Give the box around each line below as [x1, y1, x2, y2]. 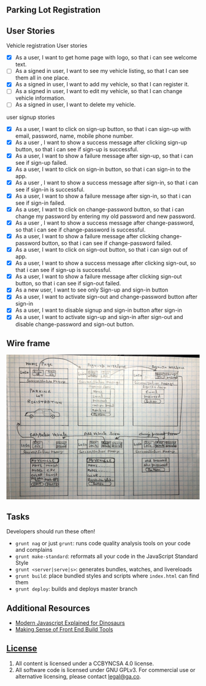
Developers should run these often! [6, 528, 96, 535]
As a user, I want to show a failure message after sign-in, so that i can [15, 192, 191, 200]
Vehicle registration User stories [6, 42, 88, 50]
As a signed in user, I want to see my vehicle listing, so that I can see [15, 67, 189, 75]
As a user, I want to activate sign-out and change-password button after [15, 293, 198, 301]
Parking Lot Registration [6, 5, 101, 15]
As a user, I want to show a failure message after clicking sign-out [15, 273, 182, 281]
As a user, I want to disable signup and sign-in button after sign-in [15, 306, 182, 314]
